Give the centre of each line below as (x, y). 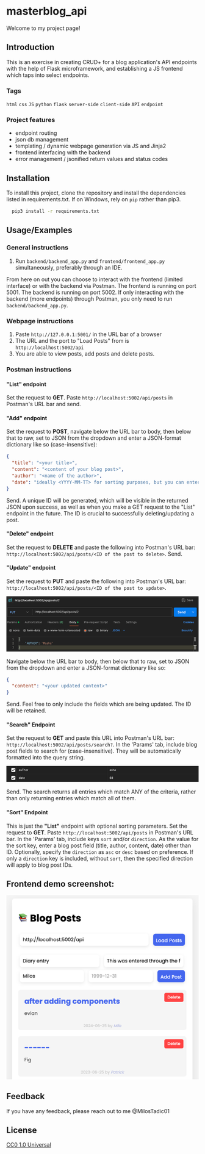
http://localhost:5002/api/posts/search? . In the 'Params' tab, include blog (102, 745)
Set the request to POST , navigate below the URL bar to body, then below (99, 432)
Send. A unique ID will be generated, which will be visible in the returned (97, 500)
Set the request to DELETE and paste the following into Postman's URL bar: (101, 547)
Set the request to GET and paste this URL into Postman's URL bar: (91, 738)
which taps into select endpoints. (48, 75)
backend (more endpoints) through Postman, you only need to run (89, 299)
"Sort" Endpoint (27, 812)
